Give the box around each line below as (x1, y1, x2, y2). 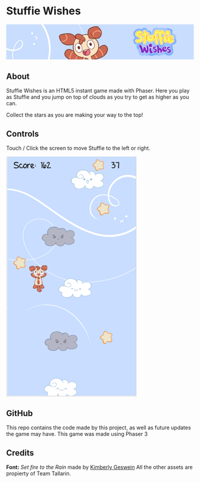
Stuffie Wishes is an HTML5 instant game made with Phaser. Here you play (6, 87, 190, 94)
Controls (6, 128, 39, 139)
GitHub (6, 408, 33, 419)
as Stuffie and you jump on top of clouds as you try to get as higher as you (6, 94, 189, 101)
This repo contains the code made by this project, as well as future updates (6, 424, 192, 431)
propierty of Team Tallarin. (6, 470, 71, 477)
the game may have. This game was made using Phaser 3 (6, 430, 148, 438)
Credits (6, 448, 35, 458)
